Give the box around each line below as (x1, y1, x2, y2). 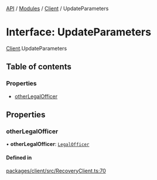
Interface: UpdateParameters (6, 26, 151, 39)
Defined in (6, 154, 32, 161)
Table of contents (6, 62, 71, 72)
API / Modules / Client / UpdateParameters (6, 5, 109, 12)
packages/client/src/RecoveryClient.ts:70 (6, 167, 107, 174)
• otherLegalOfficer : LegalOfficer (6, 141, 90, 148)
